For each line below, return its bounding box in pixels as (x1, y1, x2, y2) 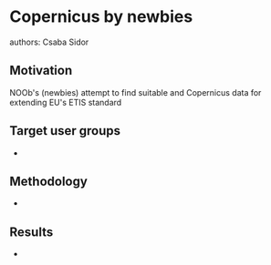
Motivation (9, 63, 73, 78)
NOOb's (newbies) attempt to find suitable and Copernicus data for (9, 87, 262, 97)
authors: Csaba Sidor (9, 36, 89, 47)
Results (9, 224, 54, 240)
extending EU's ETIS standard (9, 97, 122, 107)
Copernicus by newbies (9, 6, 193, 27)
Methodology (9, 173, 89, 189)
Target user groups (9, 123, 121, 138)
